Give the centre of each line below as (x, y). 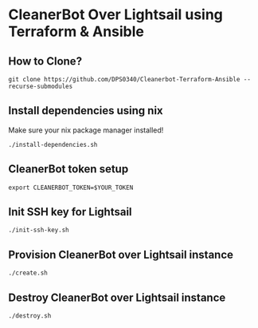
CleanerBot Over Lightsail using (115, 15)
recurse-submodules (41, 86)
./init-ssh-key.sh (39, 230)
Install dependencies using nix (86, 111)
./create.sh (28, 273)
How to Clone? (45, 61)
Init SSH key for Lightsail (70, 212)
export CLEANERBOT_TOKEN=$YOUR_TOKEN (71, 188)
